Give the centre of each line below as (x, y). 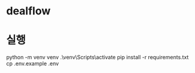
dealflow (28, 11)
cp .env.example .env (32, 63)
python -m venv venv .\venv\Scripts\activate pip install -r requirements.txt (97, 57)
